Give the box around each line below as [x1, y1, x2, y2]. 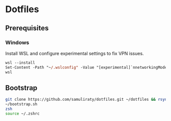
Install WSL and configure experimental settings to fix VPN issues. [5, 50, 144, 56]
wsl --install [5, 60, 36, 65]
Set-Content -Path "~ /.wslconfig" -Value [5, 65, 95, 70]
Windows [5, 39, 30, 46]
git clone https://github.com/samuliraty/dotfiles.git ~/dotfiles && [5, 97, 156, 102]
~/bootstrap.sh [5, 102, 38, 107]
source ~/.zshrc [5, 111, 40, 116]
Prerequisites [5, 24, 49, 32]
